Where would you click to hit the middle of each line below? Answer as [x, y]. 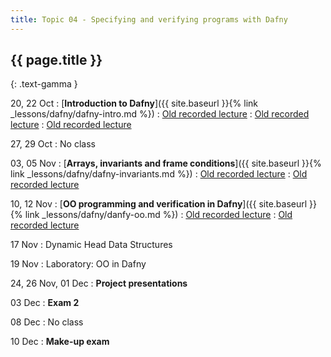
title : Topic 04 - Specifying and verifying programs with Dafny [149, 19]
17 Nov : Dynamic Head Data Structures [91, 245]
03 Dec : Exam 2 [45, 303]
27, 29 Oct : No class [53, 144]
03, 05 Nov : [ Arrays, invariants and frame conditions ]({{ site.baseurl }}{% [166, 163]
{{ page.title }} [56, 60]
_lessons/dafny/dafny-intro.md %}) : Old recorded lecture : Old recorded [160, 114]
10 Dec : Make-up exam [60, 342]
